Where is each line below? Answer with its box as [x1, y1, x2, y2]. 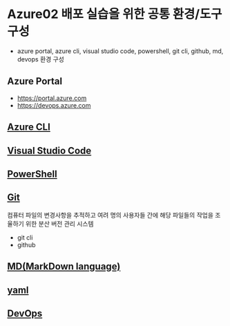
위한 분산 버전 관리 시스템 [25, 219, 95, 228]
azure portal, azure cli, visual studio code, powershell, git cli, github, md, [17, 46, 224, 55]
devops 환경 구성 [17, 55, 64, 63]
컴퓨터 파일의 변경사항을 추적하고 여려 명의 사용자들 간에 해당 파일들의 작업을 [7, 211, 214, 219]
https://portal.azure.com [17, 94, 87, 102]
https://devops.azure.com [17, 101, 91, 109]
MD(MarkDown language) [7, 260, 121, 273]
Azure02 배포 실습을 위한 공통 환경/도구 [7, 6, 222, 22]
